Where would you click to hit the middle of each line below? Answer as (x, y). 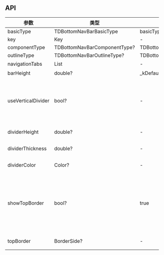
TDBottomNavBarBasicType (86, 31)
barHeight (19, 73)
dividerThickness (27, 148)
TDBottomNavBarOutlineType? (89, 55)
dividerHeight (23, 132)
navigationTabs (25, 64)
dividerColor (22, 165)
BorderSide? (68, 241)
